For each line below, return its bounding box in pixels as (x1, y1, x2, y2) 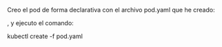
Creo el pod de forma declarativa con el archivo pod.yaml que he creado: (7, 6, 215, 14)
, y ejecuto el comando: (7, 19, 74, 27)
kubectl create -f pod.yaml (7, 32, 83, 40)
